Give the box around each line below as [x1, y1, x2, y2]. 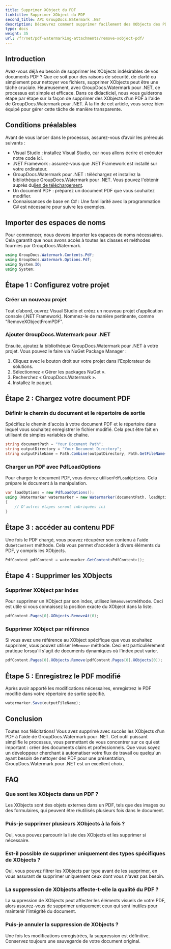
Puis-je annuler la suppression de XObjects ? [5, 921, 119, 928]
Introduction [5, 54, 46, 64]
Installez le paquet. [12, 380, 52, 386]
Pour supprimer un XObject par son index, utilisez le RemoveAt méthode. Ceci [5, 598, 163, 605]
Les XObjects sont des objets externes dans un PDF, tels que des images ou [5, 802, 165, 808]
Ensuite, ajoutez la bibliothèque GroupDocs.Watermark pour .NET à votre [5, 342, 159, 349]
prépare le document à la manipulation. [5, 480, 88, 486]
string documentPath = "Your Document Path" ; [5, 442, 103, 447]
